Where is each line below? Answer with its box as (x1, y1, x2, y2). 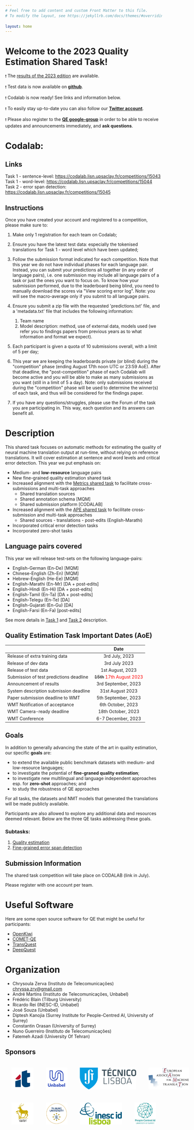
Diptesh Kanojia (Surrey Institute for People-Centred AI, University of (12, 1012, 154, 1018)
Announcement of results (7, 681, 59, 687)
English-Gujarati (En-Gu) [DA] (12, 602, 74, 608)
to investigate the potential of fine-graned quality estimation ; (12, 770, 140, 776)
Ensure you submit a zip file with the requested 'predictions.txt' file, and (12, 303, 160, 308)
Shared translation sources (19, 491, 76, 497)
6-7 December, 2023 (96, 716, 141, 721)
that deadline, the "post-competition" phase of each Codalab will (12, 369, 146, 375)
